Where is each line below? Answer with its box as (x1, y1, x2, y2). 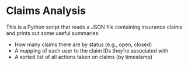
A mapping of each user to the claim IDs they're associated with (14, 47, 169, 54)
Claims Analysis (6, 4, 86, 18)
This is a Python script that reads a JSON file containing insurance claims (6, 23, 183, 30)
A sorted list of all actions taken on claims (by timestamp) (14, 53, 153, 60)
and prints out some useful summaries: (6, 29, 100, 36)
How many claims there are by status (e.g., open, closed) (14, 41, 152, 48)
